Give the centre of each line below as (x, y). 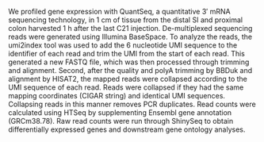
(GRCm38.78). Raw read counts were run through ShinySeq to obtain (121, 121)
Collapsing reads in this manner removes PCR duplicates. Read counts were (132, 104)
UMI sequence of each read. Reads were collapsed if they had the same (126, 87)
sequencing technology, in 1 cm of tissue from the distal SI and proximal (126, 20)
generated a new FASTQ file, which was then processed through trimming (129, 62)
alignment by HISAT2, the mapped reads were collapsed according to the (128, 79)
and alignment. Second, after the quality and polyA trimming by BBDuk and (130, 70)
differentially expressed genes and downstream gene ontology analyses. (127, 129)
